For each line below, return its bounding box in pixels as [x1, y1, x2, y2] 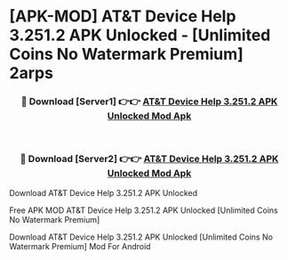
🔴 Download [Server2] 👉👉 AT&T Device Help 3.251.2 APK [20, 153, 279, 166]
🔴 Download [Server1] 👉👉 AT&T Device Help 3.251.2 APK [20, 95, 278, 108]
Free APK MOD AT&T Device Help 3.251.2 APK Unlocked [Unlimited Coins [9, 205, 278, 215]
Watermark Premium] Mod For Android [9, 240, 151, 251]
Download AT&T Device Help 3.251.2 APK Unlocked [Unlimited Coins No [9, 232, 274, 242]
